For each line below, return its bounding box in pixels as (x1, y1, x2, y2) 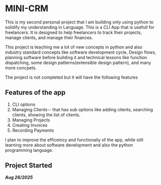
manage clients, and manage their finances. (5, 35, 93, 41)
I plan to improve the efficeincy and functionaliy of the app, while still (5, 137, 143, 143)
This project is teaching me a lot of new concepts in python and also (5, 44, 142, 50)
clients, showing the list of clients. (12, 112, 80, 118)
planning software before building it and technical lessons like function (5, 54, 147, 60)
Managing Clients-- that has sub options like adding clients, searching (12, 106, 153, 112)
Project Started (5, 162, 52, 170)
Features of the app (5, 88, 66, 97)
